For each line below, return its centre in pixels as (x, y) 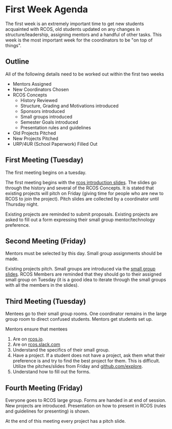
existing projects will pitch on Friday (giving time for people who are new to (84, 193)
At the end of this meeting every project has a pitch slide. (66, 421)
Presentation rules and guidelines (56, 127)
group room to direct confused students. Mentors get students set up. (79, 319)
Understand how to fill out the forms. (51, 372)
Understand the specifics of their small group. (61, 350)
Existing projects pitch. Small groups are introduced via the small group (80, 269)
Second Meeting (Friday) (46, 241)
